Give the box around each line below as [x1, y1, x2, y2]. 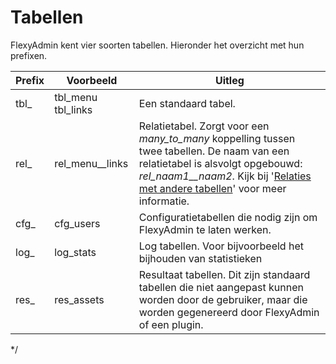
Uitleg [214, 73, 245, 87]
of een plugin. [138, 317, 204, 331]
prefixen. [10, 49, 48, 61]
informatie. [138, 194, 190, 208]
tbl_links [54, 102, 93, 116]
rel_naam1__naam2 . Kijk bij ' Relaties [138, 169, 312, 183]
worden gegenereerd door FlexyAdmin [138, 305, 320, 319]
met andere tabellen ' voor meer [138, 181, 287, 195]
